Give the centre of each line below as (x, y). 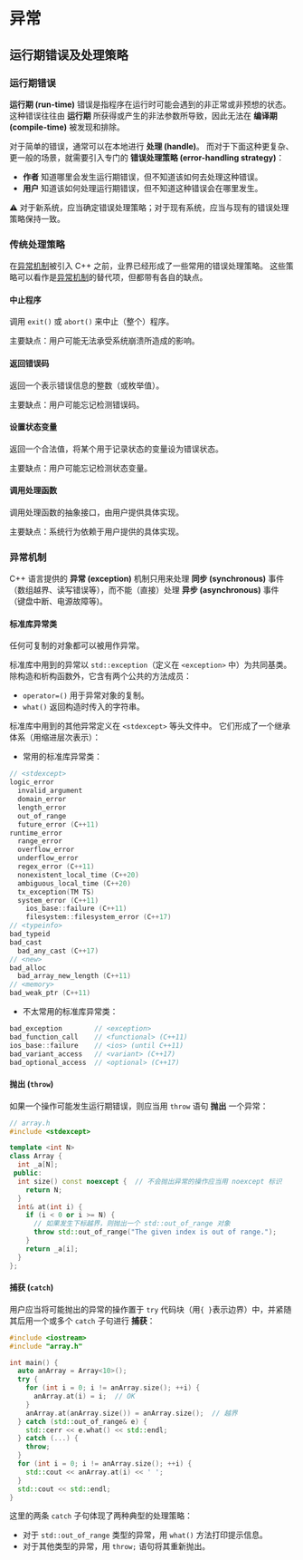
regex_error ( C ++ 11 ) (56, 867)
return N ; (44, 1190)
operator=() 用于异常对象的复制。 (85, 695)
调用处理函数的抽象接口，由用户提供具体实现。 (96, 512)
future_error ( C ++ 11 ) (58, 824)
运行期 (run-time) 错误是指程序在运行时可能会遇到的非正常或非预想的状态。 (150, 104)
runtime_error (36, 833)
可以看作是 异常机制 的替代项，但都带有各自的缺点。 (112, 277)
